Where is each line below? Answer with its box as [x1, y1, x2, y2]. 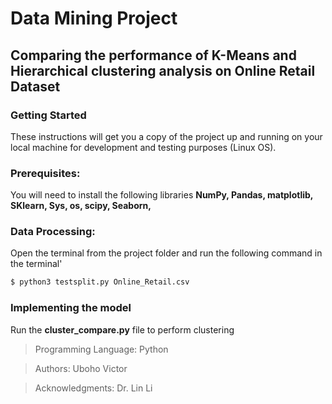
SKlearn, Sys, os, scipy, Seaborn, [10, 200, 152, 212]
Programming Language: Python [34, 343, 169, 355]
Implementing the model [10, 301, 132, 315]
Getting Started [10, 108, 87, 122]
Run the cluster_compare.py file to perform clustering [10, 323, 235, 336]
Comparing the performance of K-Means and [10, 47, 297, 64]
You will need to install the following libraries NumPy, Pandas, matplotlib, [10, 189, 314, 201]
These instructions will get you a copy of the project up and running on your [10, 130, 323, 142]
